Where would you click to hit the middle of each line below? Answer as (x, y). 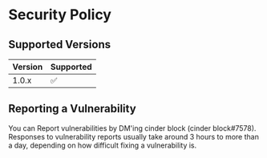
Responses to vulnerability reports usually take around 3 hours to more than (133, 136)
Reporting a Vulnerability (72, 109)
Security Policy (60, 15)
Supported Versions (59, 45)
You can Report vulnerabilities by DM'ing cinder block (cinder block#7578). (132, 128)
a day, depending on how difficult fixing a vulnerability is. (103, 145)
